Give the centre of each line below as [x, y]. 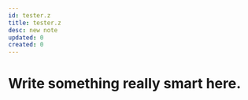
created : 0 [26, 45]
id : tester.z [30, 15]
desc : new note [33, 30]
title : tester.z [35, 23]
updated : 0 [26, 37]
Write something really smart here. [125, 84]
